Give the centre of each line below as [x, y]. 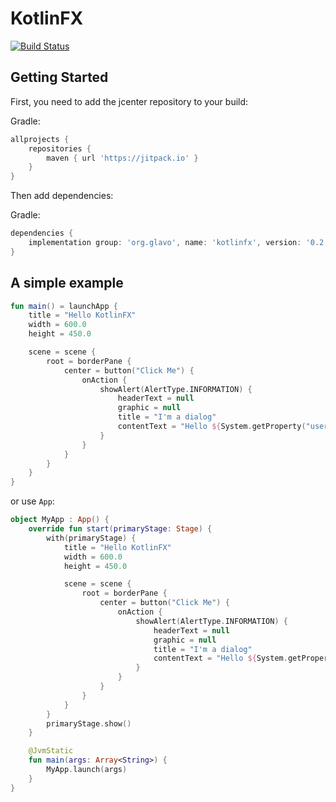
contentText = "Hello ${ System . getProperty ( [212, 427]
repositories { [60, 148]
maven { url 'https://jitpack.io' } [122, 158]
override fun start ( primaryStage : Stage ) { [120, 529]
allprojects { [40, 139]
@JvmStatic [51, 751]
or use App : [32, 501]
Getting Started [59, 77]
